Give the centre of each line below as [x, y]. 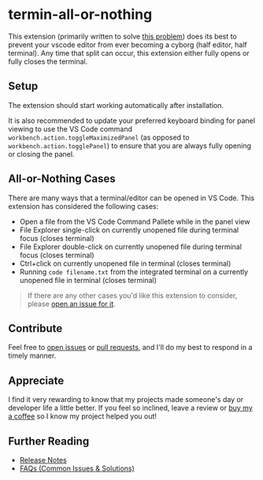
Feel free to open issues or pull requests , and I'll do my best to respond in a [130, 348]
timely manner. [32, 355]
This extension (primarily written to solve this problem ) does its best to [123, 36]
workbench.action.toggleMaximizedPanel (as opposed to [99, 137]
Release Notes [43, 460]
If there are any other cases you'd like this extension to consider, [132, 295]
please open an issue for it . [71, 303]
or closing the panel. [41, 154]
